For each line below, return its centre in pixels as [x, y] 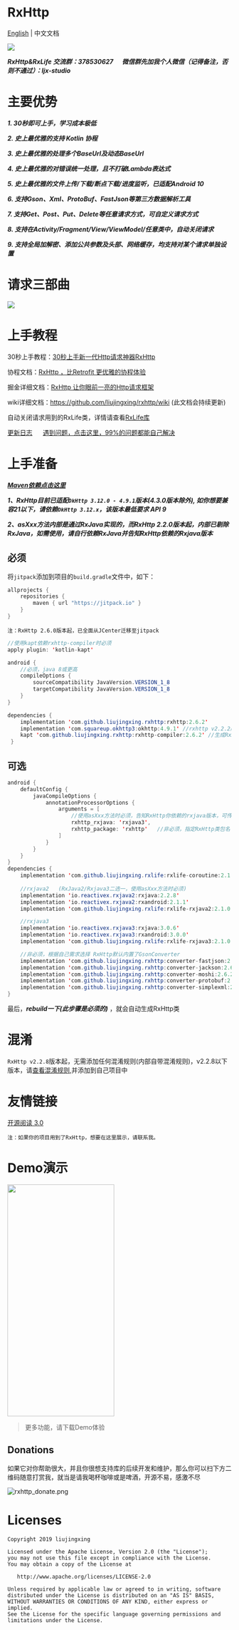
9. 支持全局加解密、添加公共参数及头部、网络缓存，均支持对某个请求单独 [114, 244]
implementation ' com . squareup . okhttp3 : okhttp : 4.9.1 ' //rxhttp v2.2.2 [126, 728]
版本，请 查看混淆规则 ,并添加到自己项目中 [68, 1070]
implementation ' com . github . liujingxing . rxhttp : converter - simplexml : [126, 988]
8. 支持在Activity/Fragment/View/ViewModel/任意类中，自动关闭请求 [111, 229]
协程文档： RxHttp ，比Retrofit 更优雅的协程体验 [77, 372]
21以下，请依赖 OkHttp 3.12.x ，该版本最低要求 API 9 [90, 509]
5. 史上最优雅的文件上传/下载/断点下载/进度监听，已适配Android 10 [106, 183]
